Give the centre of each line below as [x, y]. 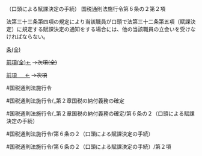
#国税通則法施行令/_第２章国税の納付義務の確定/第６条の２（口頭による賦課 [100, 114]
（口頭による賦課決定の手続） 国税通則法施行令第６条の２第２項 [86, 9]
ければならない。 [27, 37]
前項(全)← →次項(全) [32, 62]
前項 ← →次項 [27, 75]
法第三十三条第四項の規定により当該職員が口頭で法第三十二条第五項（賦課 [98, 22]
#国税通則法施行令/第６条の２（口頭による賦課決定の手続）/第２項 [89, 147]
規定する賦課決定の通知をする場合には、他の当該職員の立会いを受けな [109, 29]
